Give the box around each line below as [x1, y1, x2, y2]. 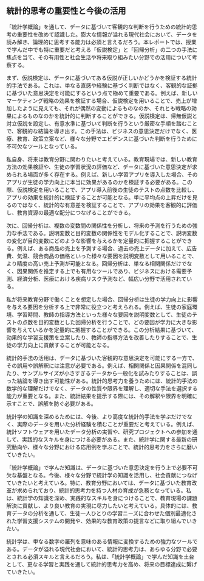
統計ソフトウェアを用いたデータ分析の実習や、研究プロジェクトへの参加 [6, 428, 187, 435]
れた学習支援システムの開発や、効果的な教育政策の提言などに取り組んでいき [6, 517, 197, 524]
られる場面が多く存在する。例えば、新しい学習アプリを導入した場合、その [11, 171, 198, 178]
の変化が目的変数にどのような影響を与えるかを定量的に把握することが [6, 237, 182, 244]
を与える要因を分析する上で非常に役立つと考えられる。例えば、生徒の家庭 [6, 303, 192, 311]
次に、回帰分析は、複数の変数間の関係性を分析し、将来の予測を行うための [6, 222, 192, 229]
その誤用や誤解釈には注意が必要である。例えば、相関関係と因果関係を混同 [6, 362, 192, 369]
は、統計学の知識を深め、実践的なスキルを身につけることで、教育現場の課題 [6, 494, 198, 501]
